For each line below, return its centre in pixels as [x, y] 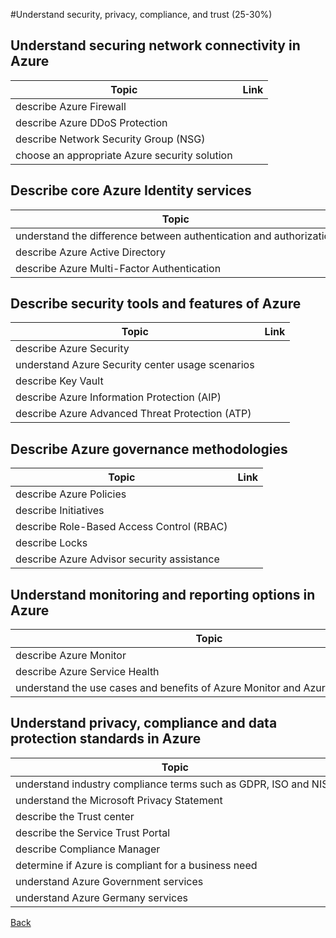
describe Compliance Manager [88, 849]
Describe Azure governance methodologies [149, 449]
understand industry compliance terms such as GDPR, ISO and [162, 784]
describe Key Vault [59, 381]
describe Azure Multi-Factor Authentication [118, 268]
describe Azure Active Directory [91, 252]
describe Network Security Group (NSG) [110, 139]
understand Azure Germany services [101, 897]
